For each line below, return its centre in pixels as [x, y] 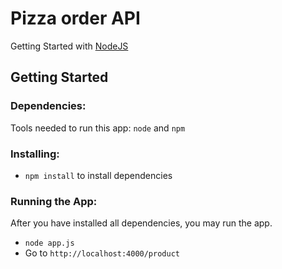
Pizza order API [75, 18]
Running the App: [54, 201]
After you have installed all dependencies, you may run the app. [141, 223]
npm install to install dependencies [98, 175]
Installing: [35, 154]
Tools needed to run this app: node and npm [98, 128]
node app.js [49, 243]
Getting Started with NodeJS [69, 46]
